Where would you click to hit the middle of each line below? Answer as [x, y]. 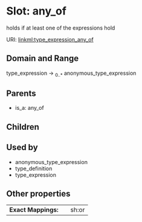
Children [23, 127]
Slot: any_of [36, 11]
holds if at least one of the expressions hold [61, 28]
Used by [22, 147]
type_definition [34, 168]
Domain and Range [43, 59]
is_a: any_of [29, 108]
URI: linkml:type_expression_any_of [50, 39]
